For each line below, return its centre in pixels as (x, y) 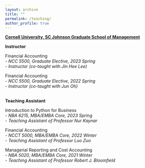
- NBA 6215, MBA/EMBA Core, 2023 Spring (49, 116)
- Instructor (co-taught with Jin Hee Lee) (46, 66)
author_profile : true (27, 23)
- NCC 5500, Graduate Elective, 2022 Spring (50, 81)
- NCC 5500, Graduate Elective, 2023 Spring (50, 61)
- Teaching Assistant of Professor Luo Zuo (48, 141)
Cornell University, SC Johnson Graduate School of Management (73, 37)
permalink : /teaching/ (28, 19)
